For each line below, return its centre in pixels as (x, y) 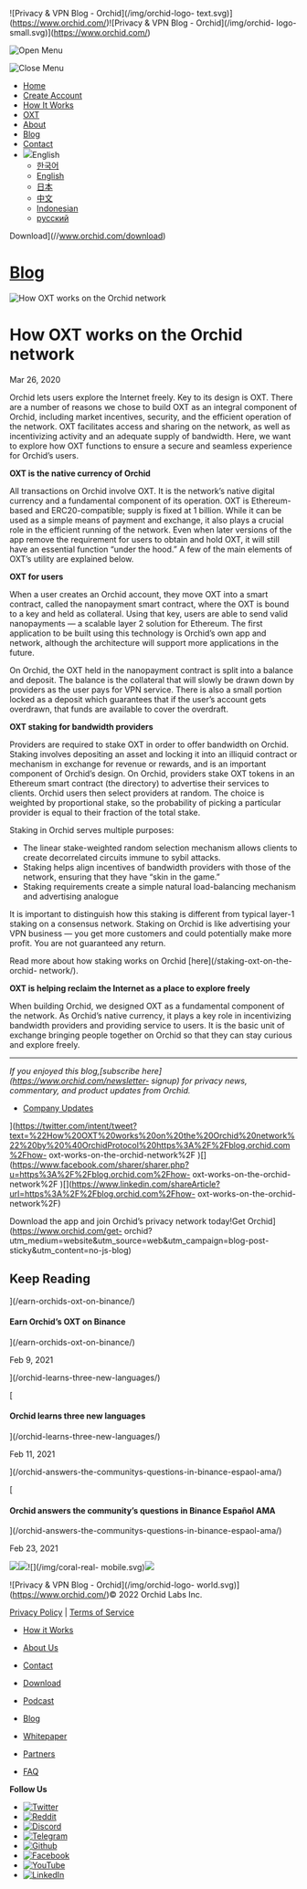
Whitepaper (45, 1736)
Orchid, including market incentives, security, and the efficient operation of (151, 417)
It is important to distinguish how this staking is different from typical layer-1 (152, 913)
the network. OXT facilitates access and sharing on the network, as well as (150, 426)
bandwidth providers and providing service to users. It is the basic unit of (147, 1025)
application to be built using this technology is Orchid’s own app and (138, 633)
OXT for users (37, 576)
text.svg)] (214, 13)
